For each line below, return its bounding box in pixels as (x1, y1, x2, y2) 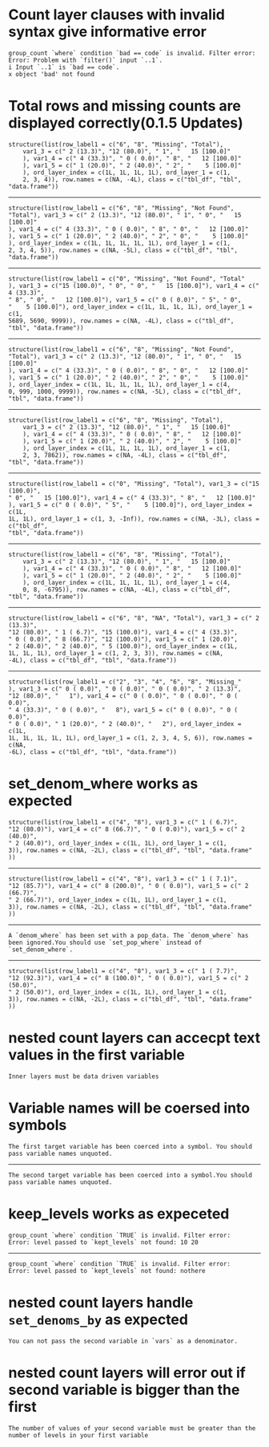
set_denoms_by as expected (8, 1310, 188, 1328)
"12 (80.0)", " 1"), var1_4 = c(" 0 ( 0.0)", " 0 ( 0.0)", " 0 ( (8, 691, 239, 699)
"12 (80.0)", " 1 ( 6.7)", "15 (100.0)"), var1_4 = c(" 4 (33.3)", (8, 628, 239, 636)
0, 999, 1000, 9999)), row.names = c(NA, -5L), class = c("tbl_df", (8, 387, 242, 395)
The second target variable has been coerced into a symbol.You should (8, 1171, 252, 1179)
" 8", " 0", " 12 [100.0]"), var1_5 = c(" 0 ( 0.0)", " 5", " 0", (8, 295, 242, 304)
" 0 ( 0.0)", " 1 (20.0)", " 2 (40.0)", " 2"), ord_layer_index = (8, 719, 242, 728)
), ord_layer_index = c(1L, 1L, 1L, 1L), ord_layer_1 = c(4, (22, 578, 231, 586)
